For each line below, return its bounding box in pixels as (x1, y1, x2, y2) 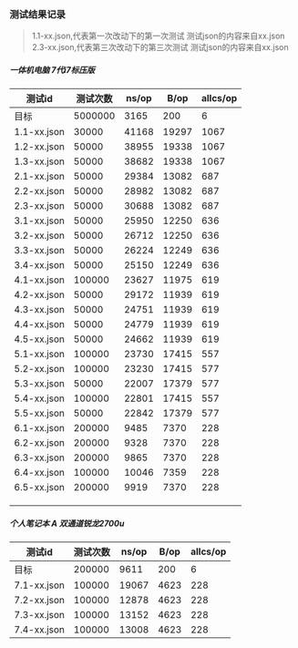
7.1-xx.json (14, 579, 66, 591)
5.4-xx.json (14, 392, 66, 405)
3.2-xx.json (14, 230, 66, 242)
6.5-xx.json (14, 481, 66, 494)
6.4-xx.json (14, 467, 66, 479)
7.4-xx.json (14, 623, 66, 636)
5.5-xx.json (14, 407, 66, 420)
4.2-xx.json (14, 289, 66, 302)
